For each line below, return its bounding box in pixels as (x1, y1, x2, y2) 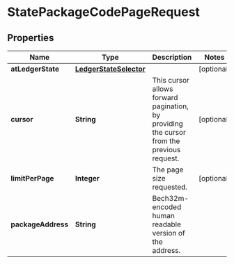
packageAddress (10, 220, 68, 229)
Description (152, 53, 192, 62)
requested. (152, 182, 188, 192)
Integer (75, 174, 100, 183)
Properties (7, 32, 54, 44)
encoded (152, 202, 182, 212)
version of (152, 229, 186, 238)
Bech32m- (152, 194, 189, 203)
